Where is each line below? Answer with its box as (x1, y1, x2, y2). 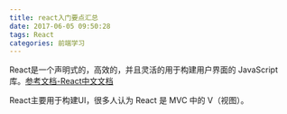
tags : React (9, 30, 54, 39)
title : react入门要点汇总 (9, 13, 99, 23)
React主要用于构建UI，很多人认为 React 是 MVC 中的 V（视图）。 (9, 95, 249, 106)
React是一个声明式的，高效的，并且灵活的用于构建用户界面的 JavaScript (9, 64, 278, 75)
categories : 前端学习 (9, 38, 86, 48)
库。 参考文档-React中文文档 (9, 76, 114, 87)
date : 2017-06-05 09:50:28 (9, 22, 111, 31)
